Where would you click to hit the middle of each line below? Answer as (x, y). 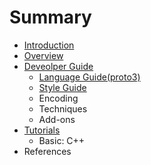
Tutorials (42, 130)
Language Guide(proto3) (89, 77)
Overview (43, 55)
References (47, 151)
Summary (50, 17)
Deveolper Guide (58, 66)
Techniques (63, 108)
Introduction (49, 45)
